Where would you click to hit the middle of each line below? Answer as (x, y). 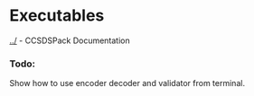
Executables (57, 16)
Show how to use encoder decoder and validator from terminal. (127, 83)
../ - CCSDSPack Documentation (70, 40)
